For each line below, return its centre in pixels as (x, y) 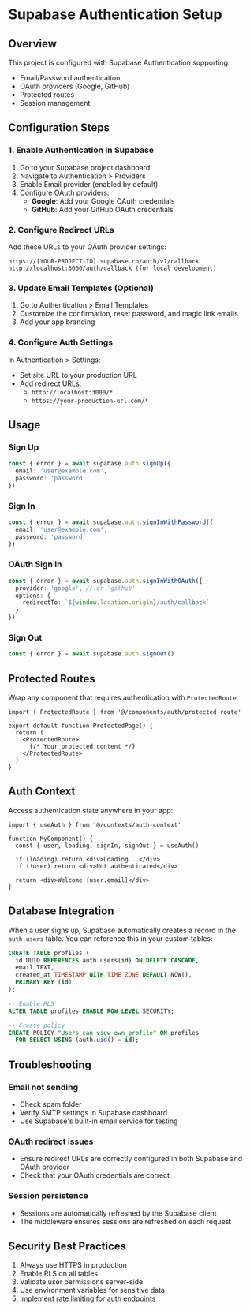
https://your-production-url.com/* (90, 401)
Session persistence (48, 1196)
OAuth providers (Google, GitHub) (75, 86)
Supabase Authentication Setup (115, 15)
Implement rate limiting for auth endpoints (88, 1298)
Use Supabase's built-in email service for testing (99, 1121)
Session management (55, 103)
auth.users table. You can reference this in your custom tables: (110, 938)
